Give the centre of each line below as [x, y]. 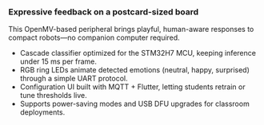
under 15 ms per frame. [58, 61]
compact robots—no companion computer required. [94, 37]
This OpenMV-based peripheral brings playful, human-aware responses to [131, 29]
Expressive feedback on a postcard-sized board [104, 12]
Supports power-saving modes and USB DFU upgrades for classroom [134, 104]
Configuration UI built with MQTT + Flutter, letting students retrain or [132, 87]
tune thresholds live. [54, 96]
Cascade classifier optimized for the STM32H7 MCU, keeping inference [138, 53]
